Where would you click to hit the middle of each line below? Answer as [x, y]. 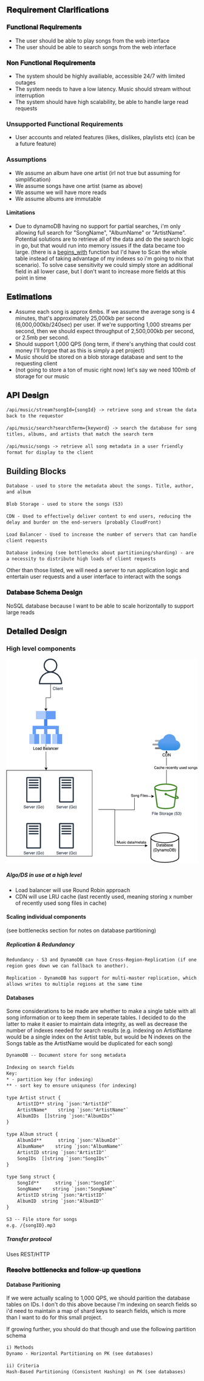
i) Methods [20, 1348]
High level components [41, 648]
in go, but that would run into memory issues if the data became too [100, 245]
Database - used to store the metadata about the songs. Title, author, [100, 486]
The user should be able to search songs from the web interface [96, 47]
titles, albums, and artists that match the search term [80, 434]
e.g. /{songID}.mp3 [31, 1226]
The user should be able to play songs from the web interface [92, 40]
